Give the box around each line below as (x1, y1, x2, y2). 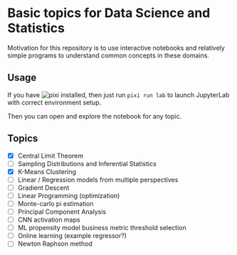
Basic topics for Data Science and (7, 5, 211, 21)
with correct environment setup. (7, 98, 102, 107)
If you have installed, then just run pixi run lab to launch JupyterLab (7, 90, 230, 99)
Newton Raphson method (17, 239, 93, 248)
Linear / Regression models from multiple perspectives (17, 175, 179, 184)
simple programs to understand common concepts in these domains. (7, 51, 210, 60)
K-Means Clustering (17, 167, 77, 175)
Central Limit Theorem (17, 151, 84, 160)
